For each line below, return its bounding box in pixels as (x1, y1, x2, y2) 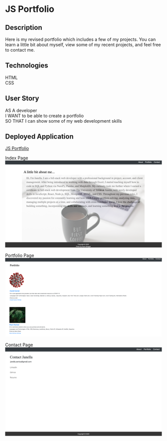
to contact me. (5, 47, 35, 53)
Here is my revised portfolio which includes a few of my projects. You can (5, 36, 156, 42)
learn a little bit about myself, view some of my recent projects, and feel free (5, 42, 162, 48)
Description (5, 23, 42, 32)
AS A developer (5, 107, 37, 113)
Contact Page (5, 342, 33, 348)
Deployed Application (5, 133, 74, 141)
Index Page (5, 155, 28, 161)
